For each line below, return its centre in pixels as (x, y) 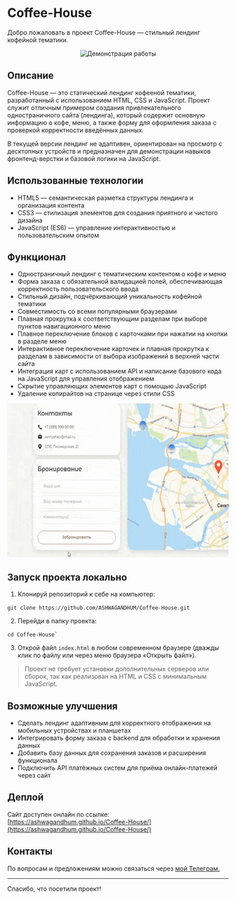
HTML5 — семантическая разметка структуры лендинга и (105, 198)
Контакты (30, 852)
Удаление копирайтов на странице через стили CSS (96, 394)
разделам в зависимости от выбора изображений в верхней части (118, 356)
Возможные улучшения (63, 706)
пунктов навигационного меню (64, 327)
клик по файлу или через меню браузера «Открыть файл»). (107, 655)
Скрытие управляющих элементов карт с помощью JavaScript (112, 386)
